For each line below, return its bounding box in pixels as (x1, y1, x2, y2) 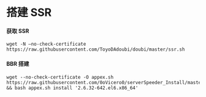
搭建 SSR (6, 5, 52, 20)
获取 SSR (6, 27, 29, 34)
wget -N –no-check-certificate (6, 41, 86, 48)
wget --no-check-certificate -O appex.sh (6, 74, 114, 80)
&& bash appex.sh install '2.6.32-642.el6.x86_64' (6, 85, 139, 91)
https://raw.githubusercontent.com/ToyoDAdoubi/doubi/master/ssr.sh (6, 46, 185, 52)
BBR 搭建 (6, 60, 29, 67)
